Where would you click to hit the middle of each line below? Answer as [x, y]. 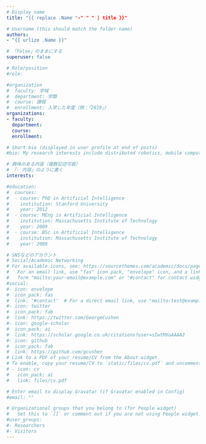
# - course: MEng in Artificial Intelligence [67, 216]
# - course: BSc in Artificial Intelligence [65, 232]
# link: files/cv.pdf [37, 380]
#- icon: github [27, 341]
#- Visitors [21, 431]
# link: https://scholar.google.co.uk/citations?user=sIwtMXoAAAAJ [96, 335]
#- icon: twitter [29, 306]
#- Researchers [26, 426]
